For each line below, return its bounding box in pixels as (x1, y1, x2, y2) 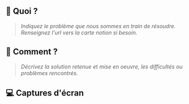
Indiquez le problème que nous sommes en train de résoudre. (20, 22, 176, 29)
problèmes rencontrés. (20, 69, 78, 76)
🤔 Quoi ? (6, 6, 38, 17)
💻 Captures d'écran (6, 88, 84, 98)
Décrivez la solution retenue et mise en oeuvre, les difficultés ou (20, 62, 183, 70)
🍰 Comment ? (6, 46, 58, 57)
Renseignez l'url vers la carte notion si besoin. (20, 29, 138, 36)
